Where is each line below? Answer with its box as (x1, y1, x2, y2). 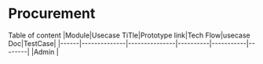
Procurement (8, 5, 96, 23)
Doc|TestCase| (8, 38, 57, 48)
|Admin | (31, 47, 59, 56)
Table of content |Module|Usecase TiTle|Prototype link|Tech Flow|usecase (8, 30, 250, 40)
